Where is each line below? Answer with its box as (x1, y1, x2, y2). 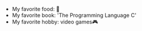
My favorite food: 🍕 (11, 6, 60, 12)
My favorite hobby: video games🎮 (11, 18, 98, 25)
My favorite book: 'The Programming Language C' (11, 12, 137, 19)
